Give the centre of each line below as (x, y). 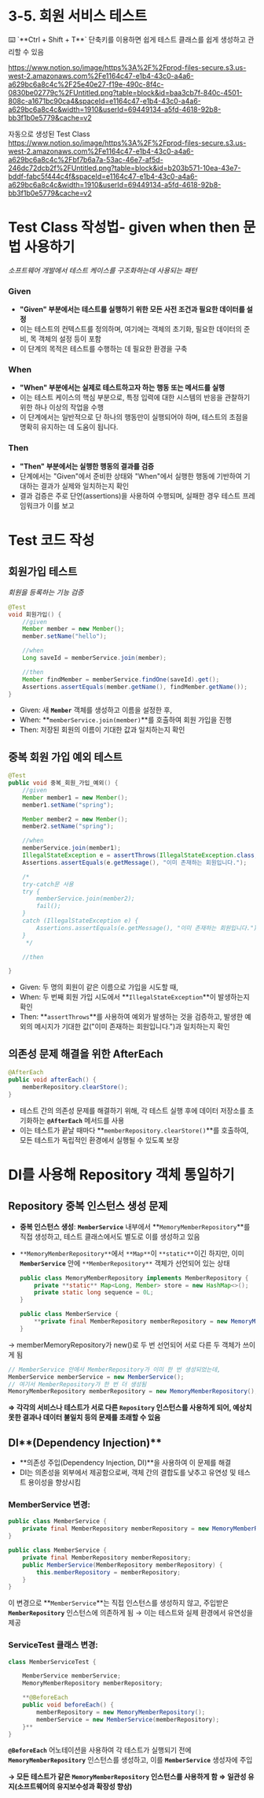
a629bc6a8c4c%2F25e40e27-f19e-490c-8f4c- (86, 84)
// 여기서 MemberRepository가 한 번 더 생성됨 (77, 1384)
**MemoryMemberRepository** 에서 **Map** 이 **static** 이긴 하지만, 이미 (132, 1253)
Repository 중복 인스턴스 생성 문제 (88, 1206)
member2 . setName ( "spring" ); (68, 827)
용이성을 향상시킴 (54, 1482)
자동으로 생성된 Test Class (49, 134)
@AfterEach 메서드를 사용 (86, 1120)
